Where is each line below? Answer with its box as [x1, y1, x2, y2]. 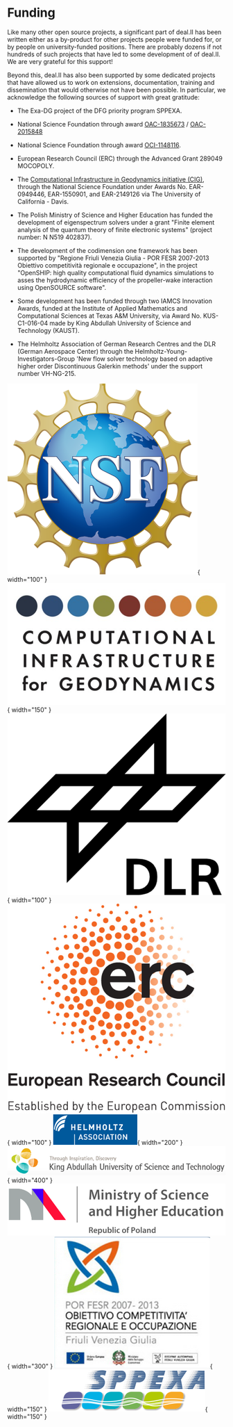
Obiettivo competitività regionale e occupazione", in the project [17, 261, 198, 269]
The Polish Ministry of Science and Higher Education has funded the [17, 211, 214, 219]
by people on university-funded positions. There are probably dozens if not [7, 42, 222, 51]
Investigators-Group [17, 354, 75, 363]
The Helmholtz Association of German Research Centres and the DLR [17, 339, 216, 348]
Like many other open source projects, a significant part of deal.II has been [7, 28, 222, 36]
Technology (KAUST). [17, 326, 80, 334]
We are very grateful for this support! [7, 57, 113, 65]
